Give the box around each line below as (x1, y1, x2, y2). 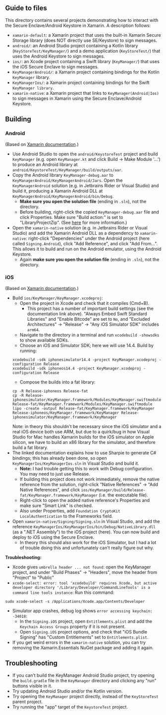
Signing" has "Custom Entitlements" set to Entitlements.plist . (19, 634, 149, 640)
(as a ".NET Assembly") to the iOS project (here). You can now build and (12, 529, 160, 535)
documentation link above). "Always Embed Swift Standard (27, 310, 147, 317)
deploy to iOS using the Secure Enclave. (12, 534, 95, 540)
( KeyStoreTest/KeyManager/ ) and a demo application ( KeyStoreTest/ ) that (12, 48, 161, 54)
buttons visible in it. (12, 683, 53, 689)
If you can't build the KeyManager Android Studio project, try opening (12, 672, 155, 678)
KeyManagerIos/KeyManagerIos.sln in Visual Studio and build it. (12, 460, 140, 466)
